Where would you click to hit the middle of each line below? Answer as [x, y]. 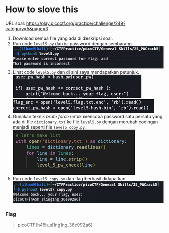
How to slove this [42, 9]
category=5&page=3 [27, 28]
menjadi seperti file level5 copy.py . [49, 127]
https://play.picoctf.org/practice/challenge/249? [76, 23]
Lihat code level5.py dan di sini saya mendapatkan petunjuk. [76, 72]
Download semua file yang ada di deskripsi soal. [63, 38]
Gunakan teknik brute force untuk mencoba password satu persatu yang [88, 117]
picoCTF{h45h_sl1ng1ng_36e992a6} [55, 225]
